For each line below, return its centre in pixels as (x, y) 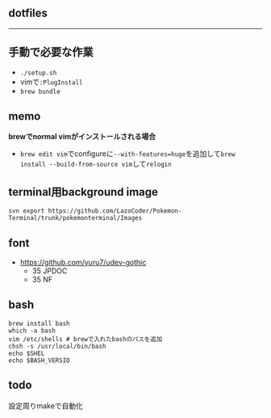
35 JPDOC (50, 271)
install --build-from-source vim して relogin (96, 164)
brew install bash (39, 323)
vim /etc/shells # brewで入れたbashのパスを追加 (85, 339)
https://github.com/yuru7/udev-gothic (83, 263)
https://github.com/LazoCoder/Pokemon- (115, 211)
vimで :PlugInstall (51, 82)
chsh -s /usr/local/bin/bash (57, 346)
